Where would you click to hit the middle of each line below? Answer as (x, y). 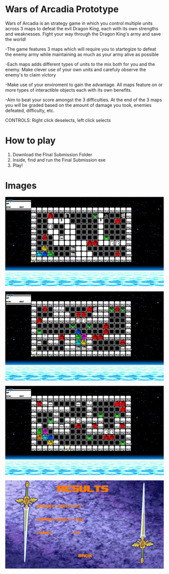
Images (21, 186)
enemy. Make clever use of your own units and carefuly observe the (76, 70)
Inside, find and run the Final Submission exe (59, 160)
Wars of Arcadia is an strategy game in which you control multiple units (79, 23)
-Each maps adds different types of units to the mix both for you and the (80, 64)
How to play (30, 141)
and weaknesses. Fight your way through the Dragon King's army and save (83, 34)
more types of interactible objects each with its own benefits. (69, 90)
